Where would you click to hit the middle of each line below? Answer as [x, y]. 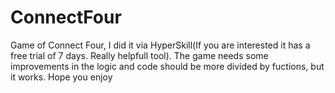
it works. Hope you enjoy [61, 77]
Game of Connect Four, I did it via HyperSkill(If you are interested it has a [160, 45]
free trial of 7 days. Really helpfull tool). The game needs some [139, 55]
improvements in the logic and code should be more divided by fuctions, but [167, 66]
